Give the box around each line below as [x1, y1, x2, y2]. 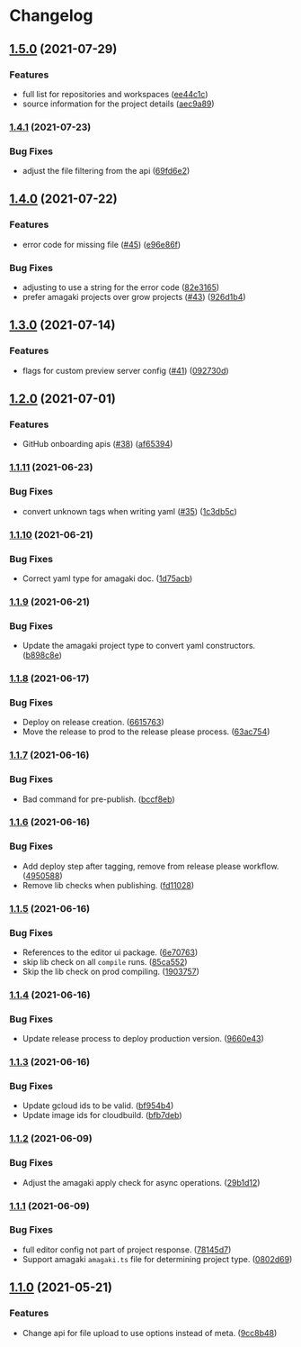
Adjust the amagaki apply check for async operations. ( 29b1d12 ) [22, 1177, 261, 1188]
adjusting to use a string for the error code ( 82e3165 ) [22, 282, 220, 293]
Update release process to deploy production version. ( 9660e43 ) [22, 1033, 265, 1044]
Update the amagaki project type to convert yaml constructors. [22, 641, 256, 651]
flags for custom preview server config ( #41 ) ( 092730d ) [22, 365, 229, 376]
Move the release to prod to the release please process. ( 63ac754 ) [22, 726, 270, 737]
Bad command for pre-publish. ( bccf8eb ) [22, 794, 175, 805]
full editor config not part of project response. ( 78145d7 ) [22, 1244, 232, 1255]
